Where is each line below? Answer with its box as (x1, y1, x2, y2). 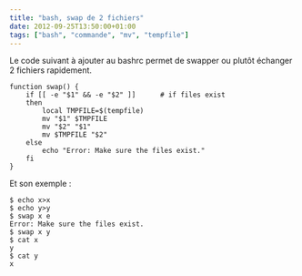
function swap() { (9, 83, 79, 92)
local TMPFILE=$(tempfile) (42, 107, 145, 116)
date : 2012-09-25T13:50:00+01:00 (9, 22, 136, 31)
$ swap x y (9, 228, 51, 237)
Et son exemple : (9, 179, 72, 189)
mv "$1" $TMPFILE (42, 115, 107, 124)
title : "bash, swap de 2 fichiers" (9, 13, 145, 23)
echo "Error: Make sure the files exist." (42, 147, 206, 156)
